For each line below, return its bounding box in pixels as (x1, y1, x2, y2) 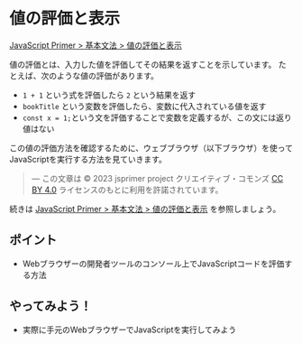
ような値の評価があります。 (56, 70, 160, 81)
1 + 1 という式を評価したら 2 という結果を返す (22, 89, 197, 100)
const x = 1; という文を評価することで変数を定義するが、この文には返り (22, 112, 293, 123)
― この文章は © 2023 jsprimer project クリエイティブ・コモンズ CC (31, 172, 284, 183)
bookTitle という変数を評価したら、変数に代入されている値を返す (22, 100, 267, 111)
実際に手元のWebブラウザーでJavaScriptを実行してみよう (22, 324, 237, 335)
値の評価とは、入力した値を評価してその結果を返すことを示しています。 (9, 59, 277, 70)
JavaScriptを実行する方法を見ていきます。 (9, 153, 167, 164)
